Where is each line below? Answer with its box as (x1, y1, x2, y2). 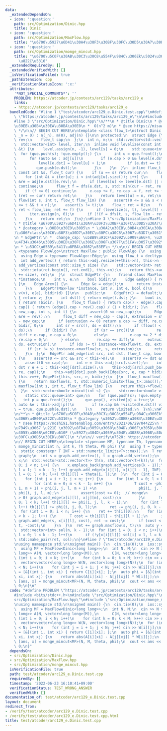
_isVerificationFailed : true (9, 72, 70, 77)
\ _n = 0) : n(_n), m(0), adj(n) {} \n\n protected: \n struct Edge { (14, 133, 162, 138)
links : (14, 100, 28, 105)
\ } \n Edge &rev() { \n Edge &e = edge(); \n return (14, 281, 150, 286)
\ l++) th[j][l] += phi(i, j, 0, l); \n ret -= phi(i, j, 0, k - (14, 504, 162, 510)
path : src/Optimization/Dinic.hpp (14, 21, 85, 26)
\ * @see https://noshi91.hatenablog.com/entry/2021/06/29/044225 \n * (14, 421, 164, 426)
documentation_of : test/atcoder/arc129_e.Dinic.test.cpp (5, 695, 126, 700)
